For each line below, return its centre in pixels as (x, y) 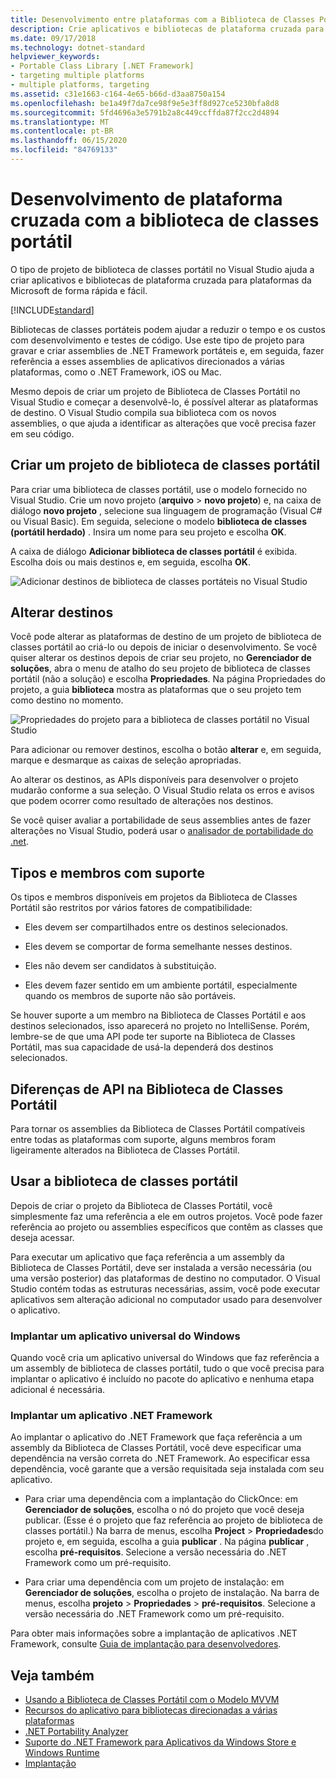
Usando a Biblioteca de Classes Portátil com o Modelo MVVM (152, 1700)
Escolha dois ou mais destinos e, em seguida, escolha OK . (130, 562)
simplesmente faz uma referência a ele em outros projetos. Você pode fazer (166, 1216)
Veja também (52, 1675)
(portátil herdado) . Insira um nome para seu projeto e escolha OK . (148, 532)
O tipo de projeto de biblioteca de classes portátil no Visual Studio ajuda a (162, 269)
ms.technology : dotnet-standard (77, 47)
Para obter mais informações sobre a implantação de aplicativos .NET (154, 1633)
